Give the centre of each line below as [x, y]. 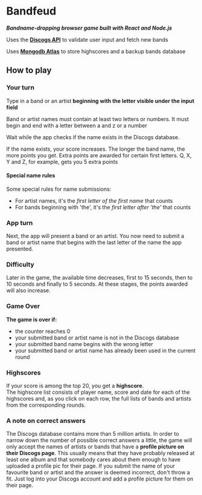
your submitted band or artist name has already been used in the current [105, 350]
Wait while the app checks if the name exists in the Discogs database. [93, 137]
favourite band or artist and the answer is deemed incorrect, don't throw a [98, 473]
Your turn [21, 88]
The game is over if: [32, 320]
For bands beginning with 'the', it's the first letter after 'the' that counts [103, 207]
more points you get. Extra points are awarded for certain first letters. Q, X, [99, 155]
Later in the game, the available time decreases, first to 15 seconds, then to [99, 278]
